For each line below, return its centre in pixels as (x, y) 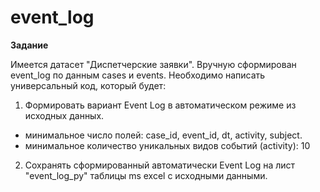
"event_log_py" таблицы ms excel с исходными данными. (146, 175)
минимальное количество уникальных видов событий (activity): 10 (167, 145)
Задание (29, 45)
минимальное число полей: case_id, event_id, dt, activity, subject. (163, 135)
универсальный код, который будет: (88, 85)
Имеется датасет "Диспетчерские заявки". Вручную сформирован (153, 64)
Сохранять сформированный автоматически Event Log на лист (160, 165)
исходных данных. (64, 115)
